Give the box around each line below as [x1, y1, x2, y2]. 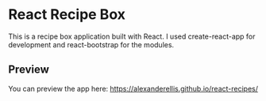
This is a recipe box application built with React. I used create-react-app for [8, 32, 256, 41]
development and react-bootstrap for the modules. [8, 39, 175, 49]
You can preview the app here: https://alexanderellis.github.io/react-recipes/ [8, 84, 259, 93]
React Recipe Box [8, 6, 125, 24]
